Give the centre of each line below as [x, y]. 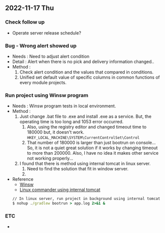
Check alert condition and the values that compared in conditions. [86, 72]
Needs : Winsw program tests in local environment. [64, 106]
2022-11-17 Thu [30, 8]
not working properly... [50, 158]
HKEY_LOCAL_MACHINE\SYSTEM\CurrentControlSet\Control [83, 138]
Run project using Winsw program [47, 95]
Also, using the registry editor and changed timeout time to [87, 127]
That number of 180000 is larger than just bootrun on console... [91, 143]
